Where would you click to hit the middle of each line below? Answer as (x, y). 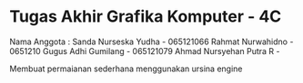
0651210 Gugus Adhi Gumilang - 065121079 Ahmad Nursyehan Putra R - (145, 51)
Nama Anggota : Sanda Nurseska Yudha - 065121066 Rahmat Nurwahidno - (151, 41)
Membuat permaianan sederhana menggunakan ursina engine (126, 69)
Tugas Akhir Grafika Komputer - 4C (146, 17)
